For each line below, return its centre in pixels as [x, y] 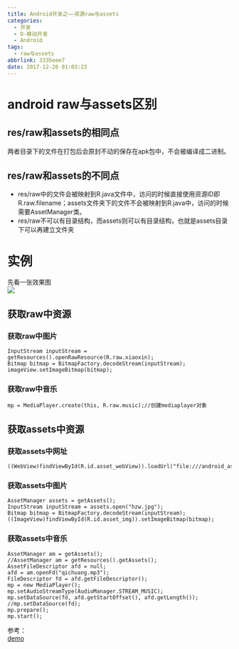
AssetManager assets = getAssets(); [62, 501]
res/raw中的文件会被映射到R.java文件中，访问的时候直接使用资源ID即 [119, 194]
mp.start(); [25, 616]
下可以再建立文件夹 [46, 230]
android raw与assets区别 [83, 104]
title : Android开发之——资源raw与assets [63, 14]
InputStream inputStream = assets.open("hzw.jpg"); [85, 507]
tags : [15, 47]
